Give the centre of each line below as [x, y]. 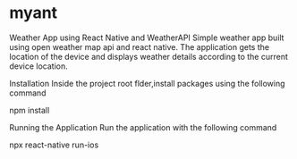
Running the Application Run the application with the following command [143, 127]
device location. [39, 66]
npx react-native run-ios [54, 145]
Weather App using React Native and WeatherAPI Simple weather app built [147, 38]
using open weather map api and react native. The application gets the [140, 46]
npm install [30, 110]
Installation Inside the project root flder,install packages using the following [147, 83]
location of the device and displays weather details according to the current [148, 56]
